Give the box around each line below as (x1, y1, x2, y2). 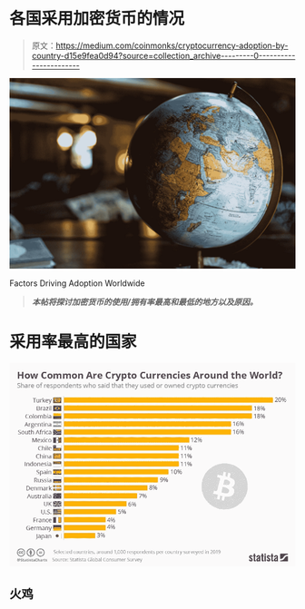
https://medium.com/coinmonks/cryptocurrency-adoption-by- (55, 40, 289, 51)
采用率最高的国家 (9, 331, 138, 352)
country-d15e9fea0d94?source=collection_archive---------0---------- (31, 50, 296, 61)
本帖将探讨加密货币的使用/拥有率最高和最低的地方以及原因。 (31, 296, 259, 307)
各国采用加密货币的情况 (9, 8, 185, 29)
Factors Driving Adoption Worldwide (9, 278, 145, 289)
